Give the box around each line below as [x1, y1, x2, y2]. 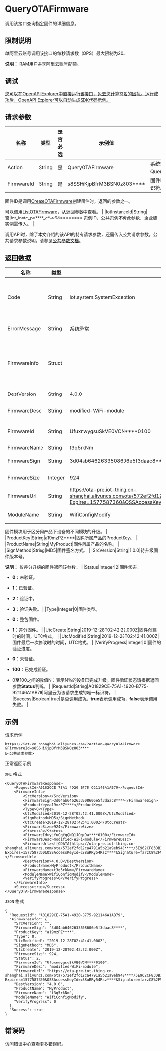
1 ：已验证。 [12, 585, 36, 591]
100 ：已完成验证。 [12, 666, 51, 673]
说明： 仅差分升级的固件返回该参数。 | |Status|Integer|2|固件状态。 [5, 564, 142, 570]
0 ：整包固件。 [12, 616, 42, 622]
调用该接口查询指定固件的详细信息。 [5, 20, 79, 26]
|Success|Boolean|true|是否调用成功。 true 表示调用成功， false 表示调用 [12, 696, 158, 701]
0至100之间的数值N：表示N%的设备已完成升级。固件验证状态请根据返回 [12, 677, 159, 683]
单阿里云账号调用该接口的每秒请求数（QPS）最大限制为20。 [5, 50, 127, 56]
